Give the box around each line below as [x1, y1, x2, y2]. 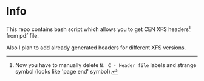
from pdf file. [6, 32, 39, 39]
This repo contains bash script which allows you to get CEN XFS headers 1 [6, 24, 191, 33]
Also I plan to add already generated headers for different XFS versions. [6, 44, 186, 51]
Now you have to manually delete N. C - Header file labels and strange [15, 61, 197, 68]
